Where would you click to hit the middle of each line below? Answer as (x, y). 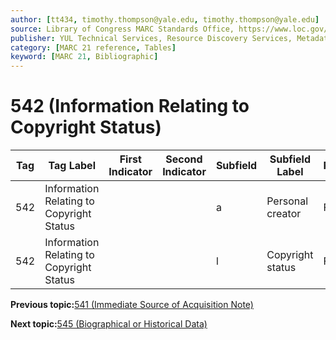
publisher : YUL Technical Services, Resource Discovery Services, (151, 38)
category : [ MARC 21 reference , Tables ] (93, 47)
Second (184, 159)
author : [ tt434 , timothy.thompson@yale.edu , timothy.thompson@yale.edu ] (165, 19)
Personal (287, 201)
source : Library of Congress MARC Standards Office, (122, 29)
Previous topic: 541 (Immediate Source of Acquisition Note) (132, 305)
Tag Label (72, 166)
